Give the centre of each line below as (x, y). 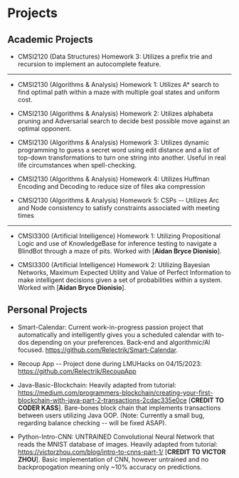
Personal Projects (47, 310)
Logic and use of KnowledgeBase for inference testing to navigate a (117, 243)
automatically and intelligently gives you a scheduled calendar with (116, 334)
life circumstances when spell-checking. (77, 165)
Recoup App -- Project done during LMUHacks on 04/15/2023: (110, 363)
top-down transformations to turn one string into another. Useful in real (122, 157)
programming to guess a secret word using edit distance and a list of (118, 150)
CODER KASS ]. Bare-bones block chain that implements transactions (119, 407)
